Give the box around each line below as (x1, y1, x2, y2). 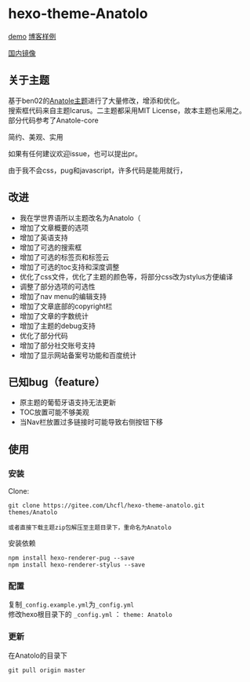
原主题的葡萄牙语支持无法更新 (19, 398, 116, 407)
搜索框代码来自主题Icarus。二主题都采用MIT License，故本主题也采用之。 (8, 105, 247, 115)
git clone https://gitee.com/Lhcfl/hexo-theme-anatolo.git (8, 501, 205, 510)
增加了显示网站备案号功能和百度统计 (19, 350, 137, 359)
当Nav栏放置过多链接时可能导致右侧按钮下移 (19, 418, 163, 427)
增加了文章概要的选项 (19, 223, 89, 232)
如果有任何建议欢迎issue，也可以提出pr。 (8, 148, 143, 158)
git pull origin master (8, 666, 86, 674)
